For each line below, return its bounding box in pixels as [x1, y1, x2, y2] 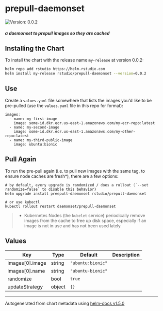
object [50, 283, 65, 290]
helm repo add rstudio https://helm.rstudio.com [5, 67, 105, 72]
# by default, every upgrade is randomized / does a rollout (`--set [5, 183, 149, 187]
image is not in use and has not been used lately [24, 222, 121, 229]
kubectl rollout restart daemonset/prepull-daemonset [5, 204, 116, 209]
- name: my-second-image [9, 125, 60, 129]
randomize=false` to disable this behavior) [5, 187, 97, 192]
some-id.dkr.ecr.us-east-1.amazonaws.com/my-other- [29, 129, 136, 134]
